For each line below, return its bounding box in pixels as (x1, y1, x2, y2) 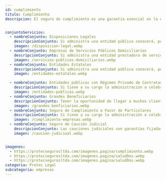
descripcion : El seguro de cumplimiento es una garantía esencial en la (5, 16, 158, 21)
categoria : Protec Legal (5, 163, 56, 168)
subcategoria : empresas (5, 167, 54, 173)
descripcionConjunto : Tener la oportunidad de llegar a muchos (14, 99, 147, 104)
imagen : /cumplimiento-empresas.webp (14, 117, 92, 122)
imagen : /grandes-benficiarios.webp (14, 103, 90, 108)
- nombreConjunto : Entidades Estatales (9, 62, 92, 67)
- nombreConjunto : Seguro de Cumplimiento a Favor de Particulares (9, 108, 152, 113)
